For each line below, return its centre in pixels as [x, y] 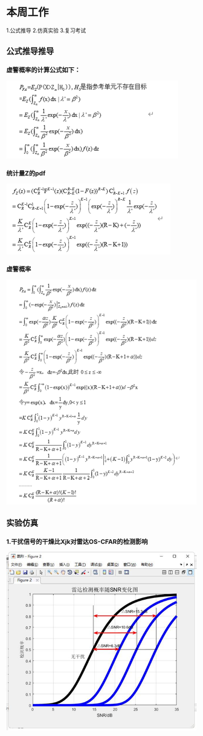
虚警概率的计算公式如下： [43, 70]
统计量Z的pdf [26, 173]
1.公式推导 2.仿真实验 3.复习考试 [46, 30]
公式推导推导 [30, 51]
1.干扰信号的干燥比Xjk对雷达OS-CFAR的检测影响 [77, 542]
